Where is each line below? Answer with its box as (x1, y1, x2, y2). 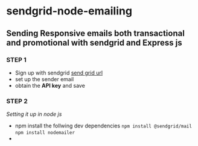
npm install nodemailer (14, 130, 75, 136)
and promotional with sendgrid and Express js (6, 37, 182, 47)
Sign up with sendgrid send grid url (14, 69, 103, 76)
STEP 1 (6, 55, 27, 64)
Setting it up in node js (6, 111, 62, 118)
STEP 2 (6, 97, 28, 105)
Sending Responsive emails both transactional (6, 28, 185, 38)
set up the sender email (14, 75, 74, 82)
